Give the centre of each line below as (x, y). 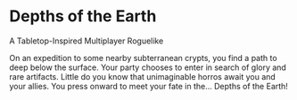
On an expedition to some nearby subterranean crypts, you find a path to (144, 58)
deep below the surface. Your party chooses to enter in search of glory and (148, 67)
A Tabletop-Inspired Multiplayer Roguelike (87, 41)
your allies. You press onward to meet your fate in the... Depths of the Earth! (148, 86)
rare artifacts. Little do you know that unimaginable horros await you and (143, 76)
